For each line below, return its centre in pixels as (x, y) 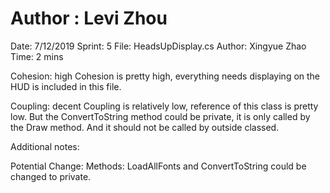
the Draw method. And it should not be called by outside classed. (145, 127)
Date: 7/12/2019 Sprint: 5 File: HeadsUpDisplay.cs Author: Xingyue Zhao (158, 46)
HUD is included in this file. (66, 86)
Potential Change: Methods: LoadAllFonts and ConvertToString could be (158, 166)
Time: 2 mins (37, 56)
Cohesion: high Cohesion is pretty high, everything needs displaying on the (165, 76)
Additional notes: (45, 146)
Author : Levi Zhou (89, 18)
